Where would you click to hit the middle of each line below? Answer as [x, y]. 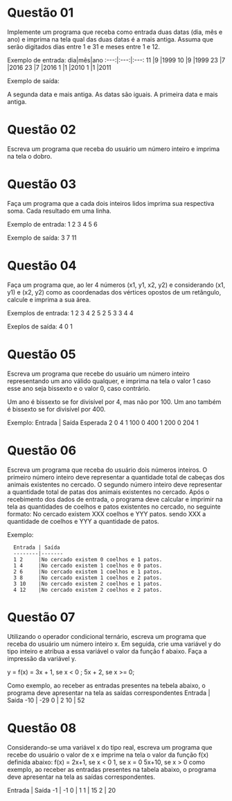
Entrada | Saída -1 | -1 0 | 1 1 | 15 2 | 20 [62, 790]
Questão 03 [42, 184]
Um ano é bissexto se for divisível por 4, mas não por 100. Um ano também [114, 402]
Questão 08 [42, 728]
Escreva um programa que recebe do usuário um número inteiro [99, 373]
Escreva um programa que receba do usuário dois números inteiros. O [107, 470]
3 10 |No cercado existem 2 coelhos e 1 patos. [88, 583]
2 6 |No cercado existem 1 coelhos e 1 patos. [88, 572]
